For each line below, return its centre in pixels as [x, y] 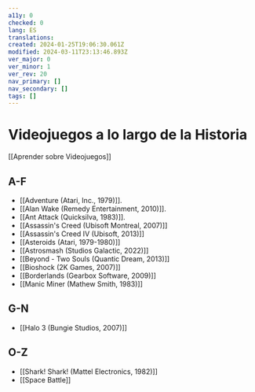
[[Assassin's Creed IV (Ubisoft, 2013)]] [82, 234]
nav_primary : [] [35, 81]
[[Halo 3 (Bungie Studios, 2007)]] [73, 327]
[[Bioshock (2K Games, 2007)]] [70, 267]
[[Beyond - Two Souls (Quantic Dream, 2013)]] [95, 259]
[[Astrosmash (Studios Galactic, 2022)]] [84, 250]
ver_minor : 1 [29, 67]
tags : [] [22, 96]
